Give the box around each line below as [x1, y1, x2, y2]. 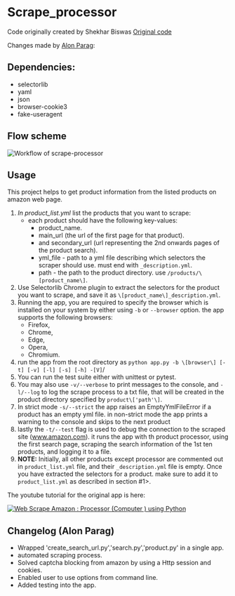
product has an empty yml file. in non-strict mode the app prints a [17, 410, 208, 418]
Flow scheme [7, 131, 67, 143]
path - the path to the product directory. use [38, 268, 166, 277]
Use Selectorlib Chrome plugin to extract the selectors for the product [17, 284, 220, 292]
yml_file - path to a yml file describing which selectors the [38, 253, 206, 262]
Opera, [27, 343, 48, 352]
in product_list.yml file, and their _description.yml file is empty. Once [17, 463, 222, 471]
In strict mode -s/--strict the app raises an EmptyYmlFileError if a [17, 403, 212, 411]
